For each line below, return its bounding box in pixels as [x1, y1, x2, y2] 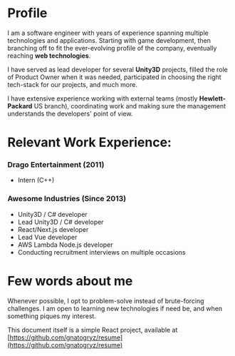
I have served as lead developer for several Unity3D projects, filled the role [7, 65, 228, 73]
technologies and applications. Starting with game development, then [7, 36, 211, 44]
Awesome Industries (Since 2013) [7, 194, 127, 204]
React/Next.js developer [17, 225, 89, 233]
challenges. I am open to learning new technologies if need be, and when [7, 304, 223, 312]
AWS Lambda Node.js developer [17, 240, 113, 249]
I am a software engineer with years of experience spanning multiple [7, 29, 209, 37]
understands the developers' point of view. [7, 109, 133, 118]
